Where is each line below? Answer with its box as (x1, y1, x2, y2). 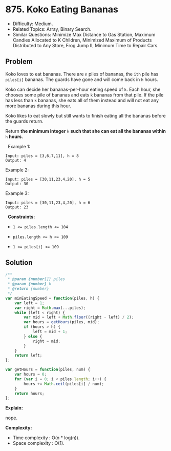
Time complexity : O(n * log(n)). (12, 435, 80, 441)
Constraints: (7, 213, 35, 220)
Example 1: (7, 143, 31, 149)
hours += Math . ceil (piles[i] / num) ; (24, 381, 104, 386)
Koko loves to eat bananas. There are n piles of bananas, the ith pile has (5, 71, 159, 77)
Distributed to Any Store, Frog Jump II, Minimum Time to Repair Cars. (12, 42, 159, 48)
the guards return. (5, 118, 44, 124)
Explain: (5, 405, 23, 411)
